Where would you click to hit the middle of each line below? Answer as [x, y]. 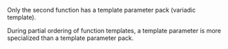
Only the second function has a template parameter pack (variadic [102, 10]
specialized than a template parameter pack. [70, 38]
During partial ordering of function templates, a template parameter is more [114, 31]
